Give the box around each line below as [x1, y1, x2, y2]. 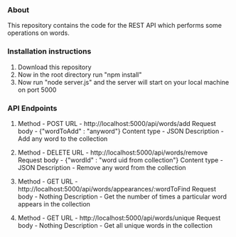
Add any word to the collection [17, 134, 108, 143]
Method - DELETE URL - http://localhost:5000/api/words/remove [17, 148, 208, 157]
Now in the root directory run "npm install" [17, 70, 142, 79]
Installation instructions [7, 46, 92, 56]
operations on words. [7, 28, 70, 37]
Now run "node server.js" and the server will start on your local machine [17, 78, 230, 86]
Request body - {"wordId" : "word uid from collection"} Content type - [17, 155, 224, 164]
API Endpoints [7, 103, 58, 113]
